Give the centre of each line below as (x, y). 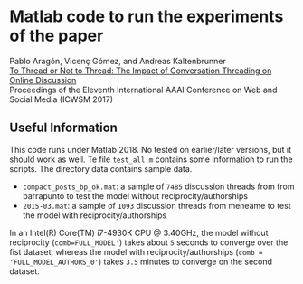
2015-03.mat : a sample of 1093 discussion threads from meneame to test (156, 205)
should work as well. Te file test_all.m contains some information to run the (151, 159)
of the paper (57, 36)
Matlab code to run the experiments (147, 17)
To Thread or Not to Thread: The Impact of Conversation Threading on (141, 71)
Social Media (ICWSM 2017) (62, 99)
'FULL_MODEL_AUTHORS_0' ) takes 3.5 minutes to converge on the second (141, 261)
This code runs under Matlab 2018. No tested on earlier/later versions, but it (151, 149)
